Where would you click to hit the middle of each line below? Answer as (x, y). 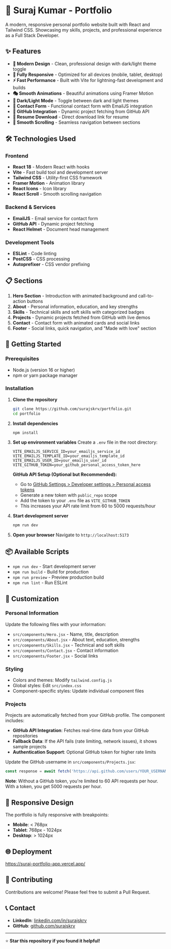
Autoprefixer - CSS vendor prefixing (51, 264)
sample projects (30, 747)
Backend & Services (31, 207)
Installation (20, 388)
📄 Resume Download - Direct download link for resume (70, 117)
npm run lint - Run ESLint (40, 583)
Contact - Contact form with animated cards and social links (76, 322)
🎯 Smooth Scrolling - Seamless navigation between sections (76, 122)
